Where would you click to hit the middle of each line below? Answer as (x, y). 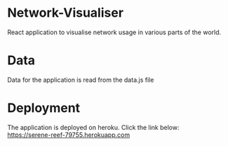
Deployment (44, 108)
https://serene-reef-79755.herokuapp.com (69, 135)
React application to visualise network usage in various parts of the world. (114, 32)
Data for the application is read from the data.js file (81, 80)
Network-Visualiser (66, 13)
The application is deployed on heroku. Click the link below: (93, 127)
